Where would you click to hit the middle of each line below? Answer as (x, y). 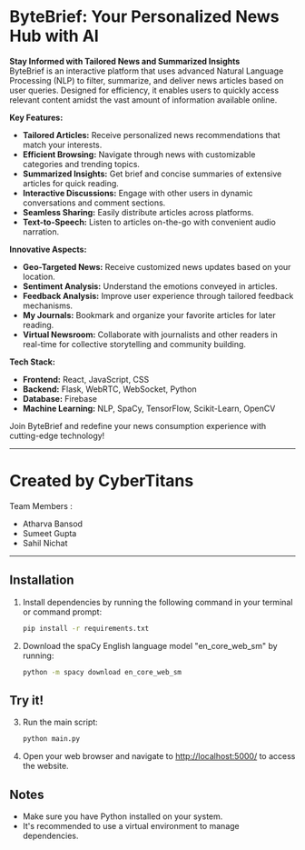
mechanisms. (48, 305)
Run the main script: (60, 722)
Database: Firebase (60, 398)
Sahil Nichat (45, 543)
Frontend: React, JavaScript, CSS (86, 379)
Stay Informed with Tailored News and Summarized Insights (125, 61)
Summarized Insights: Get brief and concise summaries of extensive (152, 174)
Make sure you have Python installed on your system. (123, 816)
